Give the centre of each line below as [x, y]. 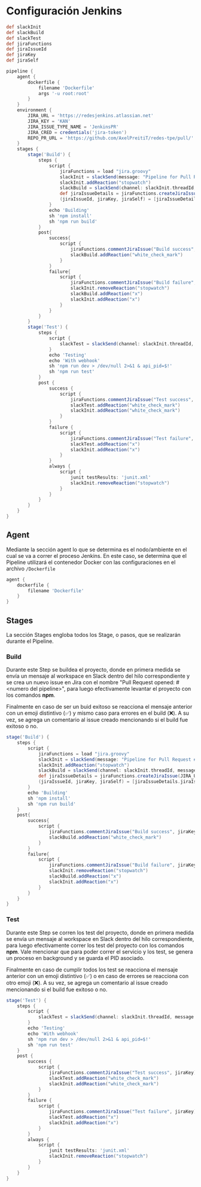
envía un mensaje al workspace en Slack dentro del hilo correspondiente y [98, 676]
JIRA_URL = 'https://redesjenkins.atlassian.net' [91, 116]
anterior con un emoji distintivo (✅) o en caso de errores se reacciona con [98, 976]
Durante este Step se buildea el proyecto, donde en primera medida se [93, 670]
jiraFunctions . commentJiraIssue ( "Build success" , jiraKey [123, 832]
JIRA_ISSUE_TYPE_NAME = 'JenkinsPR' [73, 127]
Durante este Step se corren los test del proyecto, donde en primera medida [100, 933]
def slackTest [24, 38]
